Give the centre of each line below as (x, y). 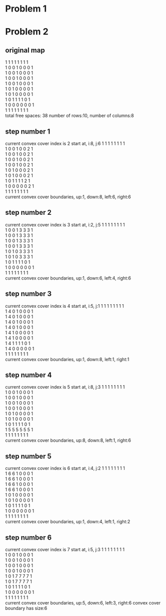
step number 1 (28, 131)
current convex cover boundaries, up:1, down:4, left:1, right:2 (68, 522)
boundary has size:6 (26, 608)
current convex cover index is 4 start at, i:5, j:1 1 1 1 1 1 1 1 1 (64, 306)
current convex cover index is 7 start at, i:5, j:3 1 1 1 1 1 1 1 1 (65, 550)
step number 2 (28, 213)
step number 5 (28, 456)
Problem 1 (26, 9)
